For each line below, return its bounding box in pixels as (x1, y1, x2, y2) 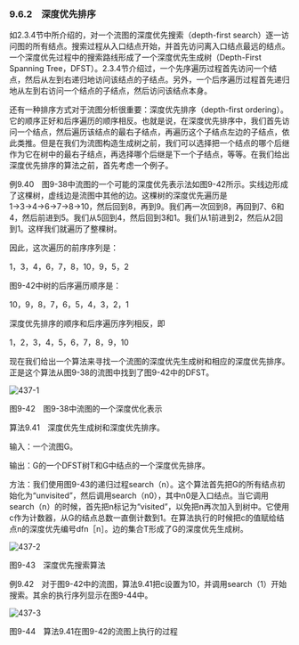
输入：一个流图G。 (9, 441, 78, 452)
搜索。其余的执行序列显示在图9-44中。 (9, 590, 153, 600)
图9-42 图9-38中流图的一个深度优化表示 (9, 404, 163, 414)
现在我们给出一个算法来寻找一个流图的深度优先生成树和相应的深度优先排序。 (9, 356, 290, 367)
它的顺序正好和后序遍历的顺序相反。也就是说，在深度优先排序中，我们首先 (9, 116, 282, 127)
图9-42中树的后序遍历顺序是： (9, 281, 122, 291)
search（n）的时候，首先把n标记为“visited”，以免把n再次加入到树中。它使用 (9, 502, 290, 512)
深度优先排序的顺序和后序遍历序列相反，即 (9, 318, 166, 329)
